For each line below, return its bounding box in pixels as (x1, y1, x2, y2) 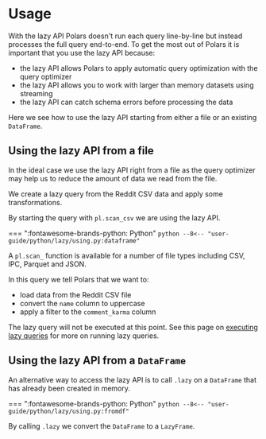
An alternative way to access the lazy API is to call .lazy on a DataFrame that (8, 375, 256, 384)
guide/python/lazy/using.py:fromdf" (8, 407, 129, 415)
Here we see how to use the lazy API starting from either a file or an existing (8, 112, 257, 122)
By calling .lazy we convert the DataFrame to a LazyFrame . (8, 421, 195, 430)
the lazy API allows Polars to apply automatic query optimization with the (19, 63, 258, 72)
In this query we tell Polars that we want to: (8, 274, 149, 284)
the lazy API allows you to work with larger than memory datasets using (19, 80, 254, 90)
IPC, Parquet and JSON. (8, 259, 87, 269)
